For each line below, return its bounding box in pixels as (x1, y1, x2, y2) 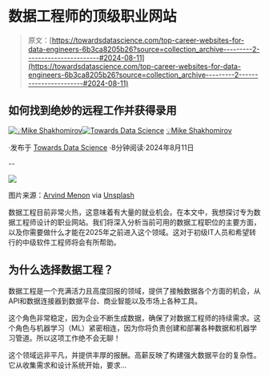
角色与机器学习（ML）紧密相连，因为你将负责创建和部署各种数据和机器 (14, 322, 251, 333)
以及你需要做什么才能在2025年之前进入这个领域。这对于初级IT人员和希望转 (8, 227, 257, 237)
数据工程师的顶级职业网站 (8, 7, 178, 26)
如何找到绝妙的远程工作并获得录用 (8, 103, 177, 117)
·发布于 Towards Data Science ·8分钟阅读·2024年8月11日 (8, 142, 195, 152)
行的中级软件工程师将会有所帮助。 (8, 237, 121, 247)
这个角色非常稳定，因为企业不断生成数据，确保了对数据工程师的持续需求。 (8, 313, 254, 322)
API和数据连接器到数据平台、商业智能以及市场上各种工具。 (8, 296, 203, 306)
